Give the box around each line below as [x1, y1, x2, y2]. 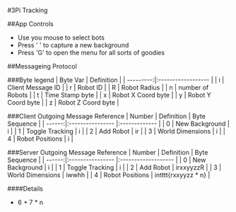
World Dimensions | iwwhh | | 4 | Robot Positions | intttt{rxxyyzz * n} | [7, 171, 211, 179]
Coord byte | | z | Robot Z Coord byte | [7, 98, 119, 107]
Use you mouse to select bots [17, 33, 105, 42]
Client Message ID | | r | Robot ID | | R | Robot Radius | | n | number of [7, 83, 209, 91]
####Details [7, 184, 44, 193]
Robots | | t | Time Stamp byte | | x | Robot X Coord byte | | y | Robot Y [7, 91, 211, 99]
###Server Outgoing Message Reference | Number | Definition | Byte [7, 148, 208, 156]
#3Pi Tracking [7, 6, 48, 14]
